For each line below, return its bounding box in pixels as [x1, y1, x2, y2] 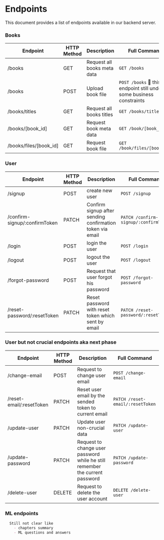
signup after [86, 207, 115, 214]
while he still [77, 457, 106, 463]
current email [77, 410, 108, 417]
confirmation [86, 219, 116, 226]
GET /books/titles [119, 109, 162, 114]
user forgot [86, 273, 112, 280]
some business [119, 91, 154, 98]
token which [86, 312, 115, 319]
